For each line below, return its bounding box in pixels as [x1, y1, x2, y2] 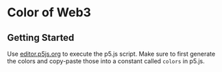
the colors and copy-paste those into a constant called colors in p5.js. [7, 57, 205, 65]
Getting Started [7, 32, 75, 43]
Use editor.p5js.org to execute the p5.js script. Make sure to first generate [7, 50, 216, 58]
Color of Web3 [7, 5, 91, 20]
